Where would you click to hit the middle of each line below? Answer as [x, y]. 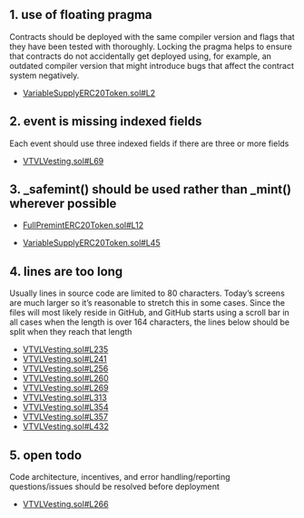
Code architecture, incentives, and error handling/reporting [120, 477]
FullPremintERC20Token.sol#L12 [83, 225]
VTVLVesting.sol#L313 [64, 397]
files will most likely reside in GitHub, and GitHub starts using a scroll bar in [150, 313]
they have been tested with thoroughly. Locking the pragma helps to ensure [151, 46]
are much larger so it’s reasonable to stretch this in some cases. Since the [147, 303]
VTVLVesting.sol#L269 [65, 388]
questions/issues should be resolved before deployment [115, 487]
